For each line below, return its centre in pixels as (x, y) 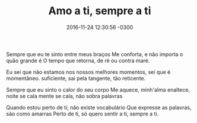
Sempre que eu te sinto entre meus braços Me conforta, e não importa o (95, 54)
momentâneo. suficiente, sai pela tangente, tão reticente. (76, 78)
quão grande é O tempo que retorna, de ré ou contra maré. (78, 60)
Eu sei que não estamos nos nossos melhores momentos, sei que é (88, 72)
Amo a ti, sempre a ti (100, 11)
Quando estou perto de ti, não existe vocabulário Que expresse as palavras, (99, 107)
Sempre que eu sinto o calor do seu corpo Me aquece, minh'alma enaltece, (98, 89)
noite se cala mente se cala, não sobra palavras (64, 96)
